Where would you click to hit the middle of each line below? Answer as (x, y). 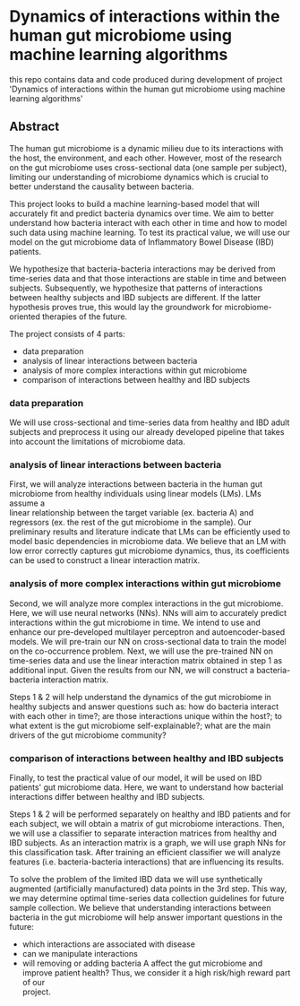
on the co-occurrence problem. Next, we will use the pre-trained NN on (141, 651)
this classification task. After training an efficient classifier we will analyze (145, 852)
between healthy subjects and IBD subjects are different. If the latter (135, 297)
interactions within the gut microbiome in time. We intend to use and (135, 622)
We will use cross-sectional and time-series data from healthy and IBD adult (150, 422)
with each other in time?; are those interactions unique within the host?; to (146, 715)
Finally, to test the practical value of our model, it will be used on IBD (136, 777)
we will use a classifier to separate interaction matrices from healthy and (143, 833)
